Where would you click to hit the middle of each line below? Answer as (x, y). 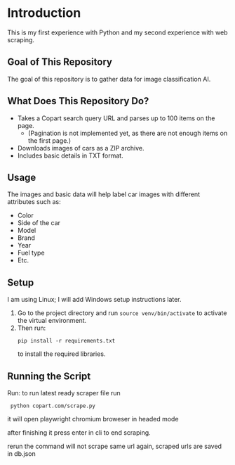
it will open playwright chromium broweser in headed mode (93, 419)
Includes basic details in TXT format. (70, 155)
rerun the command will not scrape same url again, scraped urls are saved (115, 446)
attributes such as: (34, 202)
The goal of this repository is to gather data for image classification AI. (109, 79)
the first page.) (49, 140)
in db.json (22, 454)
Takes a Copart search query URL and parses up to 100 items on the (116, 118)
